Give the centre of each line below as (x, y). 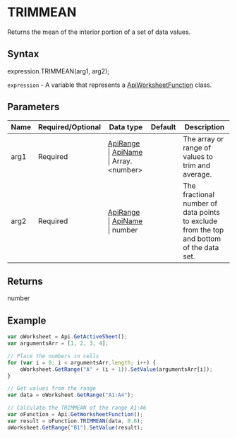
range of (197, 148)
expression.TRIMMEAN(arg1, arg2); (58, 71)
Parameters (34, 107)
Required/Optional (69, 126)
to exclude (200, 221)
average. (197, 174)
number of (200, 203)
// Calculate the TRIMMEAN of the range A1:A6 (77, 408)
